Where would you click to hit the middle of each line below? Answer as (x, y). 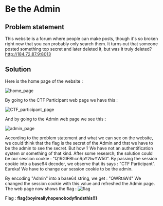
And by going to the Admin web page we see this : (55, 119)
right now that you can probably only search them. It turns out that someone (81, 44)
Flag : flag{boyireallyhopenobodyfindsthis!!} (51, 198)
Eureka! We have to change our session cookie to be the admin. (69, 169)
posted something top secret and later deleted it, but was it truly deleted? (79, 49)
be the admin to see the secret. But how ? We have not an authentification (79, 148)
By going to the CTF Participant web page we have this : (62, 100)
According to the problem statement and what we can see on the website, (79, 138)
